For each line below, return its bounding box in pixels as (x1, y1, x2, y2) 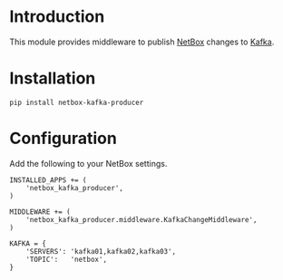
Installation (9, 68, 96, 89)
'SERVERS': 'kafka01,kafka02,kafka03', (25, 246, 177, 256)
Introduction (9, 6, 105, 27)
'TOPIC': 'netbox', (25, 255, 107, 264)
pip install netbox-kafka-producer (9, 98, 144, 107)
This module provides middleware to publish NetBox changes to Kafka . (9, 36, 275, 47)
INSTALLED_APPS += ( (9, 175, 88, 185)
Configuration (9, 129, 118, 149)
